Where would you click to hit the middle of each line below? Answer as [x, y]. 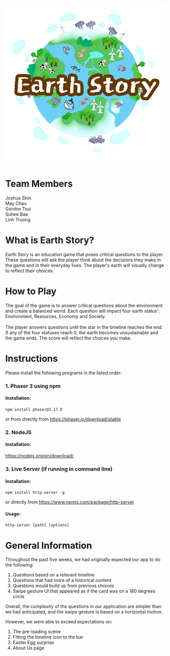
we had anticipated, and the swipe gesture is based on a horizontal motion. [84, 612]
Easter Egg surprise [33, 643]
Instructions [32, 358]
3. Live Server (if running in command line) [59, 469]
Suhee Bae [17, 214]
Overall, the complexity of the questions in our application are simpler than [83, 606]
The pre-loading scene [37, 631]
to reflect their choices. [30, 271]
